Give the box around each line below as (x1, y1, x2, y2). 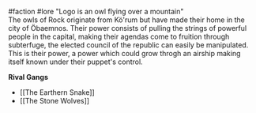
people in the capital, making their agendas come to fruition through (8, 32, 230, 41)
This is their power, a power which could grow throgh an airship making (8, 49, 241, 58)
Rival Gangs (8, 73, 49, 81)
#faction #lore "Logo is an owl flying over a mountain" (8, 7, 184, 16)
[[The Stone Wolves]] (19, 96, 89, 105)
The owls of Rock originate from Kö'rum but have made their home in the (8, 15, 245, 24)
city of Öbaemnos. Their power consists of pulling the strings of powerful (8, 24, 247, 32)
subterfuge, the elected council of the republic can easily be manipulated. (8, 40, 249, 50)
